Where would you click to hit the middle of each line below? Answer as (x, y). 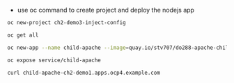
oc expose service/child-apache (54, 60)
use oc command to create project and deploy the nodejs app (106, 10)
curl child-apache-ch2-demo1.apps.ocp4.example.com (84, 73)
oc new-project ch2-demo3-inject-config (67, 23)
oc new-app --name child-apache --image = (68, 48)
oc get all (23, 35)
